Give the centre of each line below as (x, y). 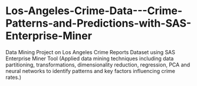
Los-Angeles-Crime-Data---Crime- (94, 11)
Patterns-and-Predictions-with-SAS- (98, 23)
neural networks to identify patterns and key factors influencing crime (90, 71)
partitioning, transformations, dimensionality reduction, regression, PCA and (98, 64)
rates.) (14, 77)
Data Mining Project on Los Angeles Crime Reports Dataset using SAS (90, 52)
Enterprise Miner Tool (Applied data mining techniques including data (90, 58)
